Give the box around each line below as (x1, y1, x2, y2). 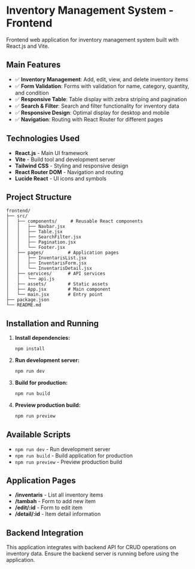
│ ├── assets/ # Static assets (6, 281, 109, 287)
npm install (14, 346, 45, 352)
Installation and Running (6, 318, 99, 328)
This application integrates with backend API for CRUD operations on (6, 544, 176, 551)
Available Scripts (6, 430, 71, 440)
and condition (14, 89, 49, 96)
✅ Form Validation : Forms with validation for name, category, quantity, (14, 82, 190, 90)
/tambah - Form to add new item (14, 498, 96, 505)
